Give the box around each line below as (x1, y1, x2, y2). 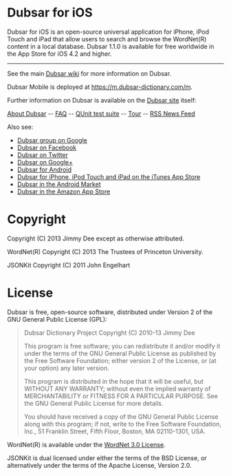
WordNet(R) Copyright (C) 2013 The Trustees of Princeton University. (7, 247, 203, 256)
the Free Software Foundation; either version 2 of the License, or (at (23, 356, 217, 364)
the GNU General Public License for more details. (23, 399, 164, 407)
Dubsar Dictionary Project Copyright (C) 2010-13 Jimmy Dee (23, 329, 195, 337)
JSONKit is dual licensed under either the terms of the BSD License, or (7, 453, 208, 462)
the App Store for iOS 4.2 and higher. (7, 50, 112, 58)
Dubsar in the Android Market (16, 180, 101, 188)
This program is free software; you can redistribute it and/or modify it (23, 342, 221, 350)
